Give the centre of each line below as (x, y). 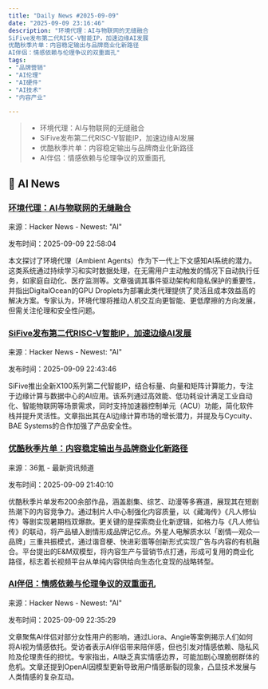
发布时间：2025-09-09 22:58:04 (63, 244)
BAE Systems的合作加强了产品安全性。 (72, 426)
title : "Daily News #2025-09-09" (64, 16)
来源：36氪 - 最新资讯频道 (51, 467)
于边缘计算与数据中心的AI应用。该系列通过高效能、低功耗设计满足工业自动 (130, 396)
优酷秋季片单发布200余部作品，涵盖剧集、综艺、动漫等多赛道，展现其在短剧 (134, 501)
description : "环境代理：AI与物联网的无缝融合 (79, 30)
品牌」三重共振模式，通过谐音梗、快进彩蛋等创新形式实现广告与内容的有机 (130, 541)
